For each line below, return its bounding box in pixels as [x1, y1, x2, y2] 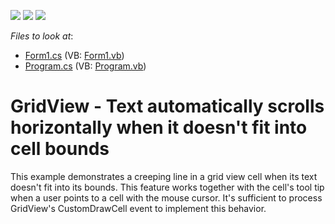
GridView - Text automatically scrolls [10, 95, 325, 118]
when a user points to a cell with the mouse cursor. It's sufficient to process [10, 191, 323, 204]
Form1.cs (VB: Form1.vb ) [24, 50, 125, 61]
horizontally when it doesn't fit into [10, 116, 308, 139]
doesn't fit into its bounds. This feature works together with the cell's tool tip [10, 181, 325, 193]
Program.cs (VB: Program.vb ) [24, 60, 147, 72]
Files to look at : [10, 30, 74, 42]
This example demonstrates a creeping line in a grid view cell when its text [10, 170, 318, 182]
